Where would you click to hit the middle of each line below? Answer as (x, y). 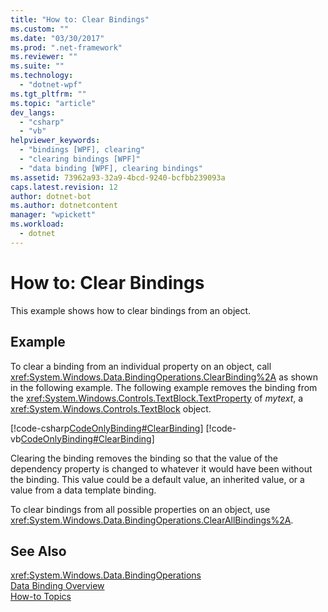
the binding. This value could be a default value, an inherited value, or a (157, 479)
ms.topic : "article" (53, 103)
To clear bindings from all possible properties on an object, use (140, 509)
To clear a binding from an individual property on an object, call (141, 366)
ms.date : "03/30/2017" (57, 38)
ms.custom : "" (40, 29)
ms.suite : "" (37, 66)
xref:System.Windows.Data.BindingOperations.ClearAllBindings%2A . (152, 520)
